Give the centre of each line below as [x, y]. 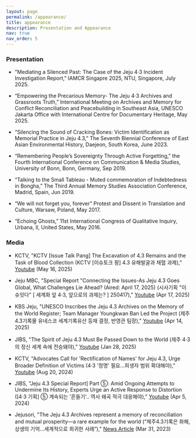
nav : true [18, 33]
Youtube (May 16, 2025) [43, 269]
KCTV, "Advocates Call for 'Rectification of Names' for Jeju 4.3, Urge [97, 358]
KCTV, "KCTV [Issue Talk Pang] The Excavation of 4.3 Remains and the [100, 255]
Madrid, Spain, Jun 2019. [44, 192]
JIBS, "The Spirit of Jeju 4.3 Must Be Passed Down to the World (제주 [98, 339]
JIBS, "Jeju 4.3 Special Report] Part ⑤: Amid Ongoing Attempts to [94, 383]
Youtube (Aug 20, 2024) [44, 372]
